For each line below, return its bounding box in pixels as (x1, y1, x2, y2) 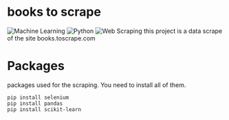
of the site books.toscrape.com (7, 34, 96, 42)
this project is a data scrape (143, 27, 223, 35)
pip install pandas (7, 100, 63, 107)
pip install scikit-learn (7, 106, 81, 113)
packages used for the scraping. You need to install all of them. (7, 80, 186, 89)
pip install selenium (7, 94, 69, 101)
